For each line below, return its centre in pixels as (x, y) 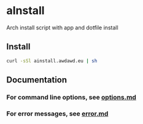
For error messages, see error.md (57, 114)
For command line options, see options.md (71, 97)
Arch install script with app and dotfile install (62, 27)
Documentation (37, 80)
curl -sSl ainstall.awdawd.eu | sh (52, 61)
